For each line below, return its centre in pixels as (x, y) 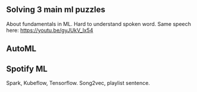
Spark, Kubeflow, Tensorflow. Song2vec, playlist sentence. (78, 83)
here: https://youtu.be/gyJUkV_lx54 (50, 30)
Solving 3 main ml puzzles (56, 10)
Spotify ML (27, 69)
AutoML (21, 49)
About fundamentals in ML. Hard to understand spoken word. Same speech (99, 24)
